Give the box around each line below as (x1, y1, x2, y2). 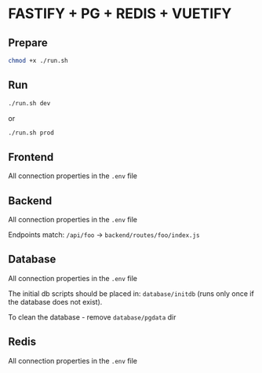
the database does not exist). (8, 297, 103, 306)
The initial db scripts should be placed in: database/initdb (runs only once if (8, 288, 255, 298)
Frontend (8, 150, 54, 163)
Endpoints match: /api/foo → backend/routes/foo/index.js (8, 230, 200, 240)
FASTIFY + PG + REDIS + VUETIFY (8, 5, 232, 23)
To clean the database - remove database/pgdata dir (8, 312, 176, 322)
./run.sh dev (8, 99, 51, 107)
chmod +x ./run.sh (8, 57, 68, 64)
